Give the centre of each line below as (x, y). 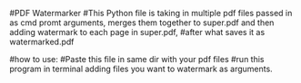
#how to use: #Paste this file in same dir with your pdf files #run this (137, 59)
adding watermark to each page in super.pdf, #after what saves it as (137, 32)
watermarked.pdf (42, 41)
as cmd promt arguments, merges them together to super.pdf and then (142, 23)
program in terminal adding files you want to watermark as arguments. (141, 69)
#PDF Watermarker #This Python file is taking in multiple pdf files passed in (151, 13)
